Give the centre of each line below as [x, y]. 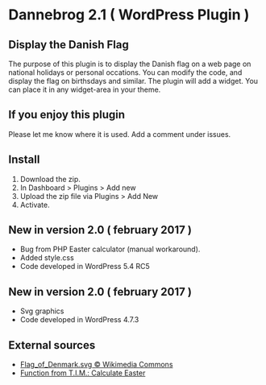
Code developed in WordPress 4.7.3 [79, 320]
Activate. [35, 205]
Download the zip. [50, 179]
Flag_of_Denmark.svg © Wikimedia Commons [96, 365]
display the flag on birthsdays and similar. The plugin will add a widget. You [133, 81]
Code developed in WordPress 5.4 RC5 [85, 267]
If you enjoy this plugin [67, 115]
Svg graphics [42, 311]
